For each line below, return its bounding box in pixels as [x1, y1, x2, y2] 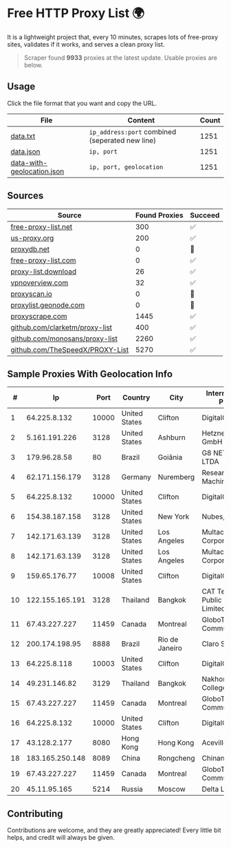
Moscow [157, 785, 186, 794]
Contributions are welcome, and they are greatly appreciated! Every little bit [7, 826, 221, 834]
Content [127, 115, 155, 124]
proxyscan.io [10, 289, 53, 298]
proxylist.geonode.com [10, 300, 85, 309]
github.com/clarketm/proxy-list [10, 323, 112, 332]
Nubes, [201, 512, 225, 521]
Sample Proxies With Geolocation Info [7, 368, 173, 380]
